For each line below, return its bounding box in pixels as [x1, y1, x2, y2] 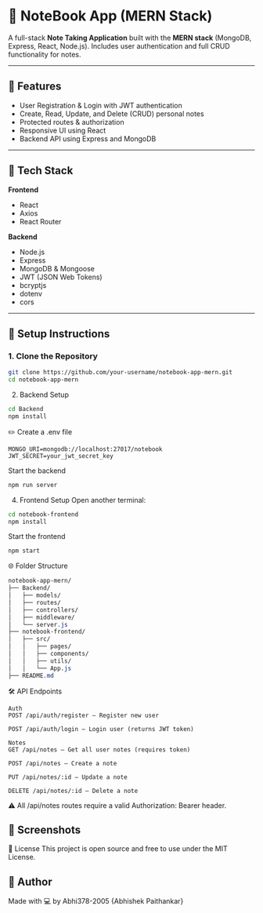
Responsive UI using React [19, 125, 106, 135]
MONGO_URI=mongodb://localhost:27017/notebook [8, 445, 163, 453]
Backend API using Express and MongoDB [19, 133, 157, 144]
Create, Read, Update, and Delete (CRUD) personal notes [19, 109, 205, 118]
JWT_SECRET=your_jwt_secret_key [8, 452, 113, 460]
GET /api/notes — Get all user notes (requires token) [8, 745, 191, 754]
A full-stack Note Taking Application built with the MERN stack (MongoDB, [8, 33, 252, 42]
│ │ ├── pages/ [8, 642, 72, 650]
